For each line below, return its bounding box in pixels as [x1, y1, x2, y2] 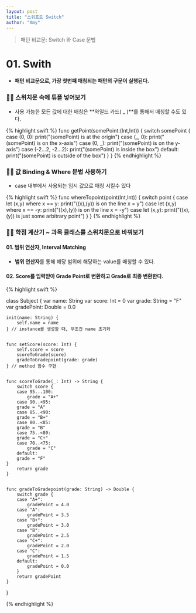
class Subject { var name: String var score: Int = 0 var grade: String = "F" [6, 297, 182, 304]
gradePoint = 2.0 [27, 543, 69, 549]
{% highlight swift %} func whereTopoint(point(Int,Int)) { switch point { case [6, 194, 188, 201]
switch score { [16, 384, 54, 390]
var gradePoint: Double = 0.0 [6, 303, 76, 311]
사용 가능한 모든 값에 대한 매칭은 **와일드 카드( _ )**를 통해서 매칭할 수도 [14, 108, 181, 115]
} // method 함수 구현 [6, 363, 57, 370]
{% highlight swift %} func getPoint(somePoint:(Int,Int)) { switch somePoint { [6, 127, 191, 134]
